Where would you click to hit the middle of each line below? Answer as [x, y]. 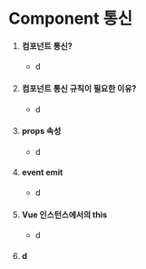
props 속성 [41, 131]
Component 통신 [71, 19]
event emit [42, 172]
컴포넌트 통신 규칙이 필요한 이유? [79, 88]
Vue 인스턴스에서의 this [64, 215]
